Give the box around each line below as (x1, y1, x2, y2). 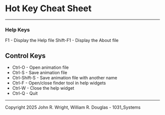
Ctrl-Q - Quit (12, 91, 38, 96)
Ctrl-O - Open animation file (12, 64, 69, 71)
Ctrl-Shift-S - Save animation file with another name (12, 75, 117, 81)
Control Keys (5, 52, 46, 60)
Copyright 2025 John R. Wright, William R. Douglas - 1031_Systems (5, 104, 141, 110)
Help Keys (5, 26, 30, 33)
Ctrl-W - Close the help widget (12, 85, 75, 91)
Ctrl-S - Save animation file (12, 70, 67, 76)
